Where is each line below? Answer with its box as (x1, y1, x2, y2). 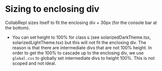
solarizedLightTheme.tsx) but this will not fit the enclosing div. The (12, 39, 146, 45)
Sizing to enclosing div (5, 3, 99, 15)
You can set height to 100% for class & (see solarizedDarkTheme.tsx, (12, 34, 151, 40)
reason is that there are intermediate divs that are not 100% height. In (12, 45, 152, 50)
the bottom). (5, 24, 30, 30)
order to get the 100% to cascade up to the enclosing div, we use (12, 50, 144, 56)
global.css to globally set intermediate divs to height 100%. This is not (12, 55, 155, 61)
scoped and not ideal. (12, 60, 56, 66)
